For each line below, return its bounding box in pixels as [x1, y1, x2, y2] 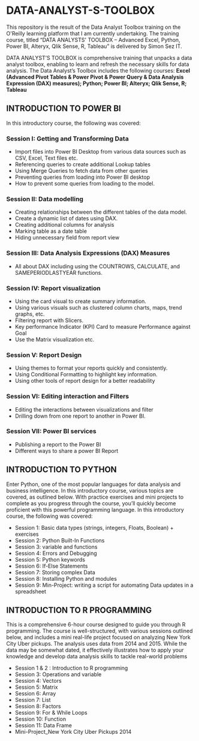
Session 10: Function [14, 715, 67, 723]
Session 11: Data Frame [14, 722, 72, 729]
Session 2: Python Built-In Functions [14, 536, 105, 544]
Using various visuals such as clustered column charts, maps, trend [14, 304, 182, 311]
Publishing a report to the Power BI [14, 440, 101, 448]
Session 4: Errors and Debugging [14, 550, 97, 557]
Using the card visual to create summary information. [14, 298, 147, 305]
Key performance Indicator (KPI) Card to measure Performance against [14, 323, 191, 330]
